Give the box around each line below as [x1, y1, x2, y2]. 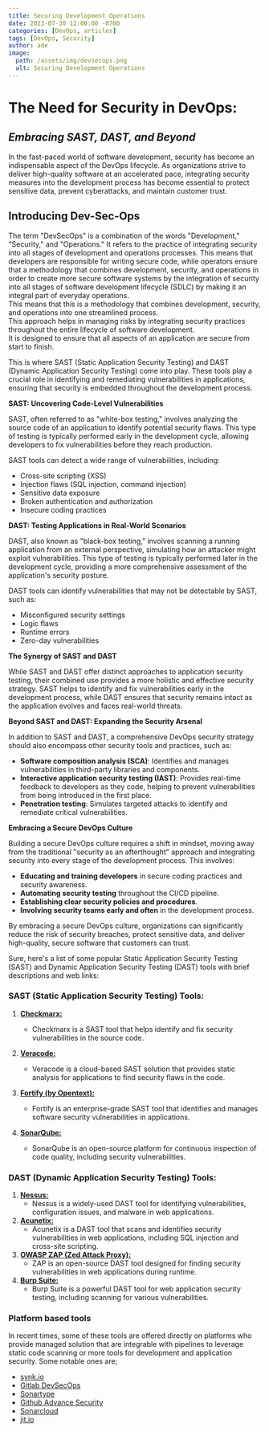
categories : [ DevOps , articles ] [8, 27, 116, 35]
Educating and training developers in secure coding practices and [19, 871, 243, 881]
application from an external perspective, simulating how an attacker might [8, 544, 256, 554]
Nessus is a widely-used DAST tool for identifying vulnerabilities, [31, 1199, 247, 1209]
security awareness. [19, 879, 88, 889]
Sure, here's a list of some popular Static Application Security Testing [8, 953, 238, 963]
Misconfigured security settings [19, 610, 126, 620]
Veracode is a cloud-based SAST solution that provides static [31, 1064, 235, 1074]
